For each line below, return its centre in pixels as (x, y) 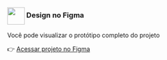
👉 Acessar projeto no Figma (49, 49)
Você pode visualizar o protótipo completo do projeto (83, 35)
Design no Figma (55, 15)
